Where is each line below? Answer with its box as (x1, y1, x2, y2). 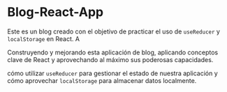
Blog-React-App (7, 4, 103, 20)
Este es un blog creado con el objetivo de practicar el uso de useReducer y (7, 27, 220, 36)
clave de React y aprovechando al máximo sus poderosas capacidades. (7, 55, 214, 63)
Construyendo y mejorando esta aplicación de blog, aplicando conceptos (7, 48, 219, 56)
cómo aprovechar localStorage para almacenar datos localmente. (7, 76, 197, 84)
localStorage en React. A (7, 34, 80, 43)
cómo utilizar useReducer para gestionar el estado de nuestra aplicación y (7, 69, 218, 77)
